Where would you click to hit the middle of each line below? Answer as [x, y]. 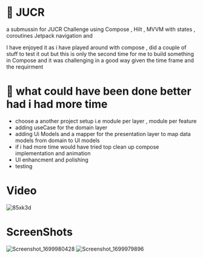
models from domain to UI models [57, 140]
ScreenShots [39, 232]
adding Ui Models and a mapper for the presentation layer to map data [103, 134]
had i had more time [57, 104]
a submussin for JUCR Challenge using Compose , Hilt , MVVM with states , [101, 29]
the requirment [25, 67]
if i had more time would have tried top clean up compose [87, 147]
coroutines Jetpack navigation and [49, 35]
